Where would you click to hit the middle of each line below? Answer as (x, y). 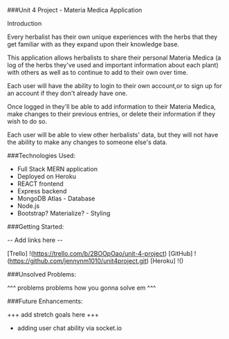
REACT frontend (40, 184)
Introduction (25, 23)
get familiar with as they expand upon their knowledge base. (93, 44)
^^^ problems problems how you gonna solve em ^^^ (82, 288)
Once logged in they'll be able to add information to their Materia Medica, (112, 106)
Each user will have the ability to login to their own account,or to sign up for (115, 86)
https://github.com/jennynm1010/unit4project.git (78, 261)
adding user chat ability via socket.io (70, 328)
